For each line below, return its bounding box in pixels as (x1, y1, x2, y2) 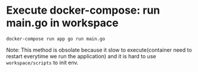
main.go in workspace (6, 16, 119, 30)
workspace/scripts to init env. (6, 59, 79, 66)
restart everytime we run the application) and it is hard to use (6, 52, 156, 60)
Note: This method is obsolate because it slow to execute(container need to (6, 46, 192, 54)
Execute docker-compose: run (6, 4, 160, 17)
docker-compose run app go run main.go (6, 36, 106, 42)
